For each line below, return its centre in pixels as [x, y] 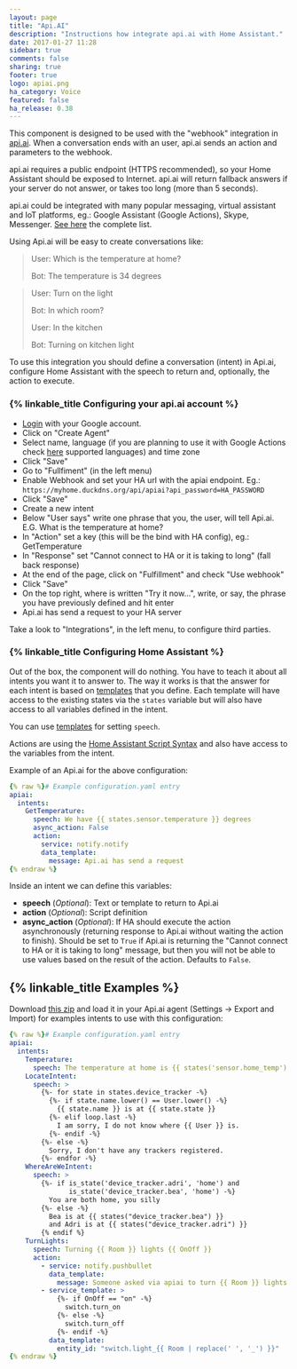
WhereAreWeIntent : [59, 1167]
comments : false [39, 59]
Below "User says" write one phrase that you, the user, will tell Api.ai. [148, 518]
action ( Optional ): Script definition [85, 913]
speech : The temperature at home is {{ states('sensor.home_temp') [160, 1068]
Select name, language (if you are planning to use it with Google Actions [154, 442]
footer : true [33, 75]
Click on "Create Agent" [66, 432]
